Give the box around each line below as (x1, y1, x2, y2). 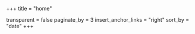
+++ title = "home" (6, 5, 52, 12)
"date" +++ (6, 23, 34, 29)
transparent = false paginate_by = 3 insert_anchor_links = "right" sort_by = (6, 16, 190, 23)
